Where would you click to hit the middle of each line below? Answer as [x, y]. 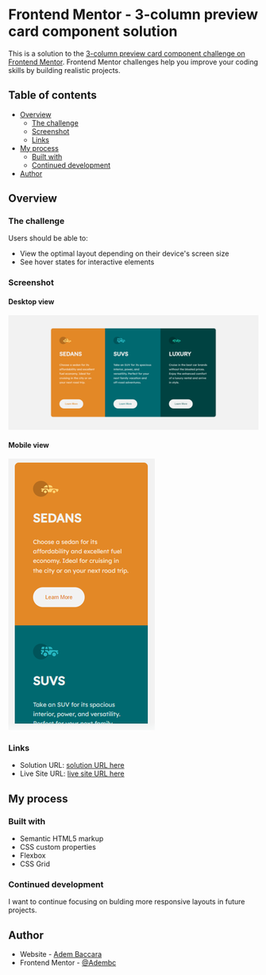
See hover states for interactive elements [87, 262]
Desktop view [31, 301]
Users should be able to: [48, 238]
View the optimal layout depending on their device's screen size [124, 254]
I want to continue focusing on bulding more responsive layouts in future [127, 902]
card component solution [93, 31]
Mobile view [29, 445]
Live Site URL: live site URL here [72, 774]
